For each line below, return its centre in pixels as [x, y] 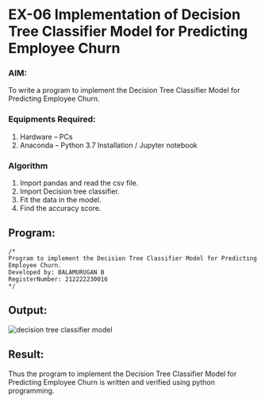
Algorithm [28, 166]
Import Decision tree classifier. [70, 191]
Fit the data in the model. [60, 200]
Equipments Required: [52, 119]
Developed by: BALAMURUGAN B [56, 272]
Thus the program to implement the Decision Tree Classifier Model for [123, 374]
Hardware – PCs [46, 136]
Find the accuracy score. [60, 209]
